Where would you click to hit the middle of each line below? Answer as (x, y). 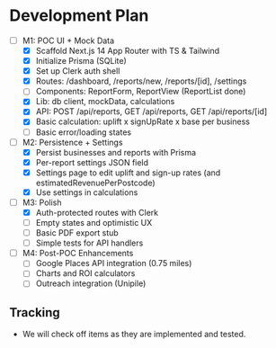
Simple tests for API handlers (89, 243)
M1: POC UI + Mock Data (68, 40)
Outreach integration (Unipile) (91, 283)
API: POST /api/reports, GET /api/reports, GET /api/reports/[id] (151, 112)
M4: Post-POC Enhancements (78, 254)
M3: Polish (42, 202)
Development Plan (79, 16)
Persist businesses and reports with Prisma (116, 152)
